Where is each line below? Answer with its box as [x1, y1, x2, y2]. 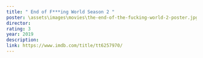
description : [6, 37, 39, 43]
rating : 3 [6, 25, 31, 32]
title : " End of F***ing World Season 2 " [6, 8, 115, 15]
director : [6, 20, 31, 26]
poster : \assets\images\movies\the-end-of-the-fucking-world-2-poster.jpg [6, 14, 199, 21]
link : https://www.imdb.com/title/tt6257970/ [6, 43, 123, 49]
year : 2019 [6, 31, 34, 37]
